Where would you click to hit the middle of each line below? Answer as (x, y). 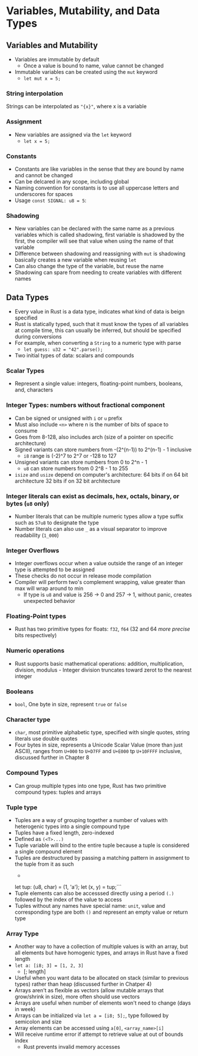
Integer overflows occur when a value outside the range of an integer (99, 563)
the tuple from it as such (44, 864)
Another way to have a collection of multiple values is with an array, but (101, 947)
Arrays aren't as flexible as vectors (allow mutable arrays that (89, 990)
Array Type (23, 933)
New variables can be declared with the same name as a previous (95, 229)
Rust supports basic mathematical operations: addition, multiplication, (99, 663)
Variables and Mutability (52, 45)
